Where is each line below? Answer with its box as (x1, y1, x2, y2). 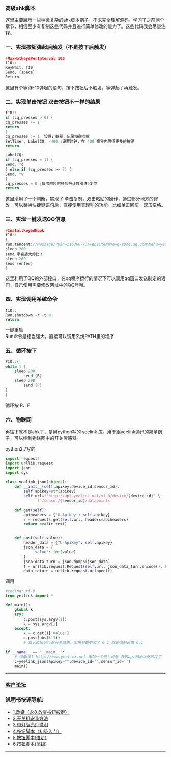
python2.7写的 (5, 445, 36, 452)
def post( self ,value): (14, 536, 63, 541)
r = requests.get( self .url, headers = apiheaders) (23, 517, 129, 522)
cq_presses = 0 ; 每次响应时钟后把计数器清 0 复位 (5, 181, 98, 186)
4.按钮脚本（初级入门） (12, 728, 62, 734)
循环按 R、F (5, 402, 31, 408)
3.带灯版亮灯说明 (12, 721, 48, 727)
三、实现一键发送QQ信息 (5, 216, 66, 223)
